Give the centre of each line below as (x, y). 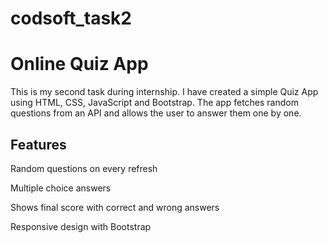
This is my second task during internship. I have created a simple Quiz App (164, 92)
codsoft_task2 (71, 18)
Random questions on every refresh (84, 168)
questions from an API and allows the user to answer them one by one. (156, 113)
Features (38, 144)
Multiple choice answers (61, 188)
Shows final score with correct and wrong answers (115, 207)
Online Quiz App (79, 64)
